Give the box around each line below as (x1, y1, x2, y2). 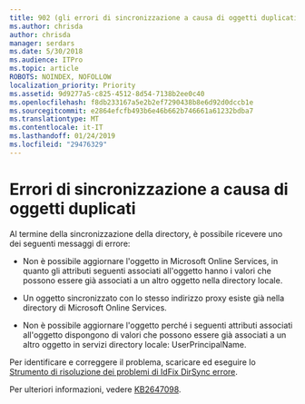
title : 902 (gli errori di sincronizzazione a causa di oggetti (9, 13, 258, 23)
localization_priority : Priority (9, 81, 136, 90)
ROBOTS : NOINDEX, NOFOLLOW (9, 73, 112, 82)
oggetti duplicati (9, 198, 136, 219)
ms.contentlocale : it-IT (9, 123, 103, 133)
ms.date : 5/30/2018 (9, 47, 84, 56)
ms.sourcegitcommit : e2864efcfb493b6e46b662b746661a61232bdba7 (9, 106, 254, 115)
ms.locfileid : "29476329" (9, 140, 107, 149)
